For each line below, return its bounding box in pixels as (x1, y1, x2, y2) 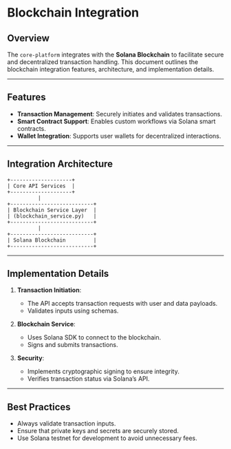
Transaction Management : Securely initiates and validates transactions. (16, 109, 223, 118)
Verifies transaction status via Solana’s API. (27, 375, 150, 383)
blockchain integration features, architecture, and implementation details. (7, 65, 214, 73)
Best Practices (7, 401, 71, 413)
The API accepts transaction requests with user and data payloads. (27, 300, 218, 308)
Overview (7, 32, 50, 44)
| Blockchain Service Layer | (7, 207, 97, 213)
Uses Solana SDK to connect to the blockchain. (27, 333, 162, 342)
